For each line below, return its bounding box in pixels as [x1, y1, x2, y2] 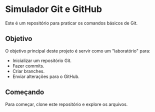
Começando [5, 88, 44, 96]
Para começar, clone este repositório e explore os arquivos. [5, 101, 128, 107]
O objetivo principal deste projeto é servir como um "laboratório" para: [5, 47, 150, 53]
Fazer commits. [12, 62, 44, 68]
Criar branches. [12, 68, 45, 74]
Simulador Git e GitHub [5, 3, 102, 15]
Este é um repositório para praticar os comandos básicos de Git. [5, 20, 138, 26]
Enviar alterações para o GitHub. [12, 73, 80, 79]
